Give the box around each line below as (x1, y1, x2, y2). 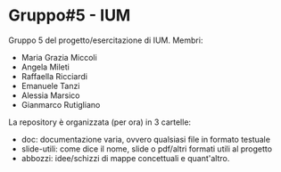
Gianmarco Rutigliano (21, 99, 101, 110)
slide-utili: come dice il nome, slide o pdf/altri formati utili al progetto (21, 143, 273, 154)
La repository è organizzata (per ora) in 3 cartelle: (8, 117, 192, 127)
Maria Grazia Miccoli (21, 52, 97, 62)
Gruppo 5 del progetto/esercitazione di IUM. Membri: (8, 35, 203, 45)
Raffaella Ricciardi (21, 70, 88, 81)
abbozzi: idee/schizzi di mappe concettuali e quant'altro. (21, 152, 230, 163)
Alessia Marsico (21, 90, 80, 101)
